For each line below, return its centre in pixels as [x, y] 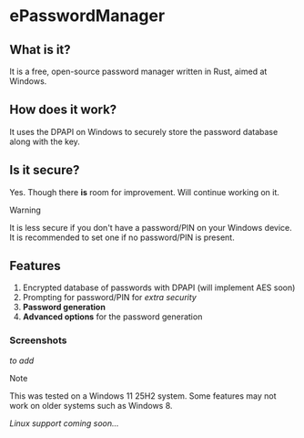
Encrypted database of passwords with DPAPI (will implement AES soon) [159, 287]
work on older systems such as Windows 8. [91, 405]
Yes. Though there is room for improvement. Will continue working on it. [145, 192]
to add [22, 360]
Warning [25, 210]
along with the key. [45, 141]
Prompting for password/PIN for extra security [110, 297]
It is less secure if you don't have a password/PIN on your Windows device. [151, 227]
